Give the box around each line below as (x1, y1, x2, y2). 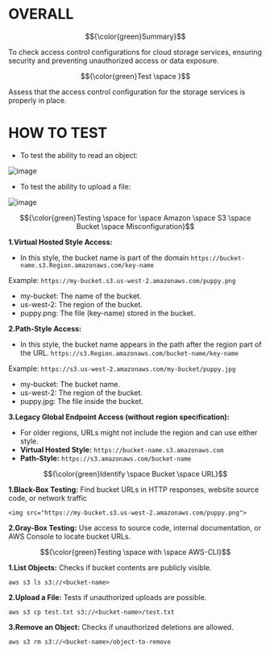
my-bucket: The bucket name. (19, 379, 121, 389)
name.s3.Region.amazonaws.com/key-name (19, 261, 155, 269)
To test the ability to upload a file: (19, 181, 131, 191)
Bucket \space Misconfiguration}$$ (76, 221, 195, 231)
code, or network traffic (8, 493, 87, 502)
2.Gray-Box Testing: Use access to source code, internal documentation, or (8, 523, 262, 532)
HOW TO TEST (8, 124, 108, 142)
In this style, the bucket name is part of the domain (19, 252, 189, 262)
